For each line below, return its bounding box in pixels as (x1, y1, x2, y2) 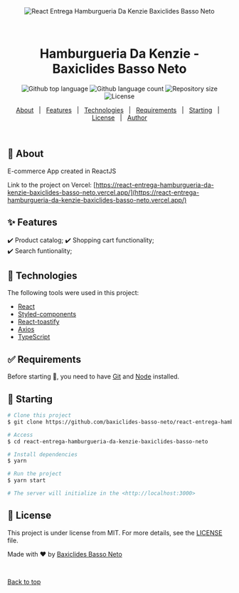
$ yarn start (7, 477, 46, 484)
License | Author (91, 113, 148, 122)
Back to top (7, 577, 41, 586)
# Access (7, 431, 33, 438)
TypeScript (17, 333, 51, 341)
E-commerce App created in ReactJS (7, 167, 117, 175)
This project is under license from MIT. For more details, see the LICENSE (7, 528, 223, 537)
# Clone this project (7, 412, 72, 419)
